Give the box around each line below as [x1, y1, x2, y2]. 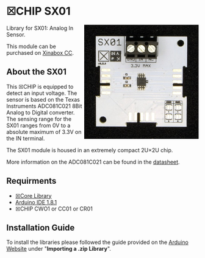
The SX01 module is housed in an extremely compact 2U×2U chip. [6, 146, 173, 153]
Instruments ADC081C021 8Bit [6, 102, 82, 110]
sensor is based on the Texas [6, 96, 81, 103]
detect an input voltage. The [6, 89, 77, 97]
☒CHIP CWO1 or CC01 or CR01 [15, 205, 93, 212]
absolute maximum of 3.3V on [6, 128, 82, 135]
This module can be [6, 43, 56, 50]
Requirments [6, 176, 57, 186]
